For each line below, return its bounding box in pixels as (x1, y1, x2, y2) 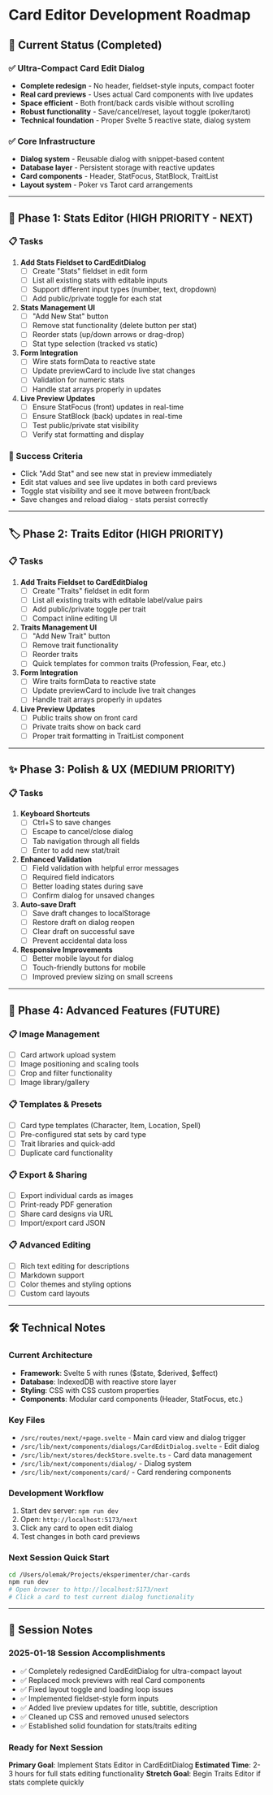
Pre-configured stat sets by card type (19, 1129, 147, 1139)
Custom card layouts (19, 1288, 90, 1298)
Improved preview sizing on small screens (32, 972, 173, 982)
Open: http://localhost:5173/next (19, 1515, 138, 1525)
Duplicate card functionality (19, 1148, 114, 1157)
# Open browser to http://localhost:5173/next (8, 1585, 169, 1594)
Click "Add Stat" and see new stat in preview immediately (19, 469, 213, 478)
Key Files (8, 1414, 45, 1425)
